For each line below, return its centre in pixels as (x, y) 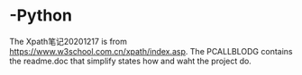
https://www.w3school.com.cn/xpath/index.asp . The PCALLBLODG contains (151, 51)
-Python (41, 16)
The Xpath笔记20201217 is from (69, 41)
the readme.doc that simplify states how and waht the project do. (131, 61)
